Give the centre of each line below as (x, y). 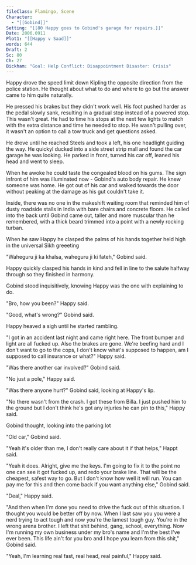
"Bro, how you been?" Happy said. (48, 303)
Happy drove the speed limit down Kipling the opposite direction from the (94, 83)
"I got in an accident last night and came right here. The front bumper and (95, 337)
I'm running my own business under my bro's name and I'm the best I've (93, 532)
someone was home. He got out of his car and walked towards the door (92, 185)
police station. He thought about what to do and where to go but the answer (97, 89)
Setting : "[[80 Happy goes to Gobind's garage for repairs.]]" (85, 28)
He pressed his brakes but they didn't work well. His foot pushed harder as (96, 107)
